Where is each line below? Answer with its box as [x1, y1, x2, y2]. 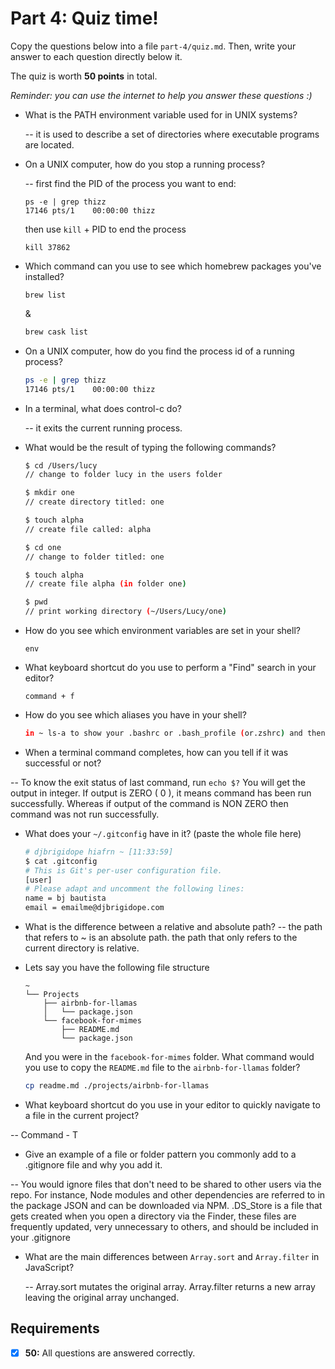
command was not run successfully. [10, 808, 160, 820]
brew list [24, 290, 67, 300]
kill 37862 [24, 242, 71, 252]
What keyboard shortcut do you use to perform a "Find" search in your [24, 662, 317, 674]
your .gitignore [10, 1231, 71, 1243]
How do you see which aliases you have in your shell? [24, 709, 247, 721]
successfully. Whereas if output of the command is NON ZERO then [10, 797, 289, 809]
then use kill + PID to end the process [24, 223, 187, 235]
